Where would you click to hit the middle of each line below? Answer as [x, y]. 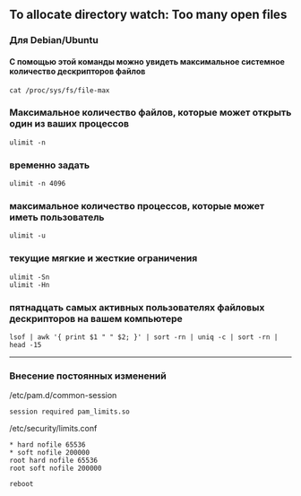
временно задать [50, 165]
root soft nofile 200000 [56, 469]
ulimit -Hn [30, 285]
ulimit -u [28, 236]
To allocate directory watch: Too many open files [148, 15]
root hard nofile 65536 [54, 461]
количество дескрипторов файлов [77, 71]
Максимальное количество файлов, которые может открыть [150, 113]
